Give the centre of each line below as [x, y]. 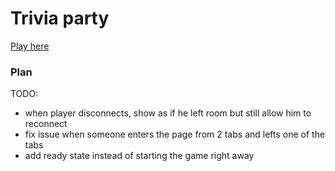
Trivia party [60, 18]
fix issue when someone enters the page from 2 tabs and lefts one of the [175, 134]
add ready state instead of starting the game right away [139, 156]
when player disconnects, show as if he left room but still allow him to [168, 113]
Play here [30, 46]
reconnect [46, 124]
